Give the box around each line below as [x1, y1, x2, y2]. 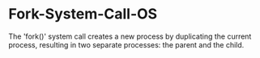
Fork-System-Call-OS [8, 5, 158, 23]
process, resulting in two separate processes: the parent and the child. [8, 39, 245, 49]
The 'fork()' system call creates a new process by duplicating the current [8, 31, 252, 41]
